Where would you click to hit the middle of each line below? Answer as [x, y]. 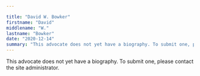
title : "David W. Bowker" [38, 17]
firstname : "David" [30, 22]
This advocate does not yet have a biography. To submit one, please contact [100, 61]
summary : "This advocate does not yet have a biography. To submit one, [98, 45]
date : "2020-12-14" [30, 39]
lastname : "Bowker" [30, 33]
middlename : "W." [28, 28]
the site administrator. [33, 68]
